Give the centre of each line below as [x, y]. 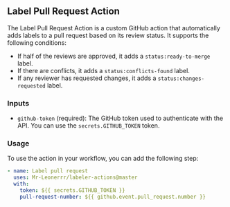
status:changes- [181, 79]
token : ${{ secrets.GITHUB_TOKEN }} [73, 190]
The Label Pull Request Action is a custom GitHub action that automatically [114, 28]
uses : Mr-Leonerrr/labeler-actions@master [76, 178]
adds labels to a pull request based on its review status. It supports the [108, 35]
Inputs [18, 103]
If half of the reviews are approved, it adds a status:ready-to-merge [114, 56]
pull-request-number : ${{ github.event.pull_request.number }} [113, 197]
